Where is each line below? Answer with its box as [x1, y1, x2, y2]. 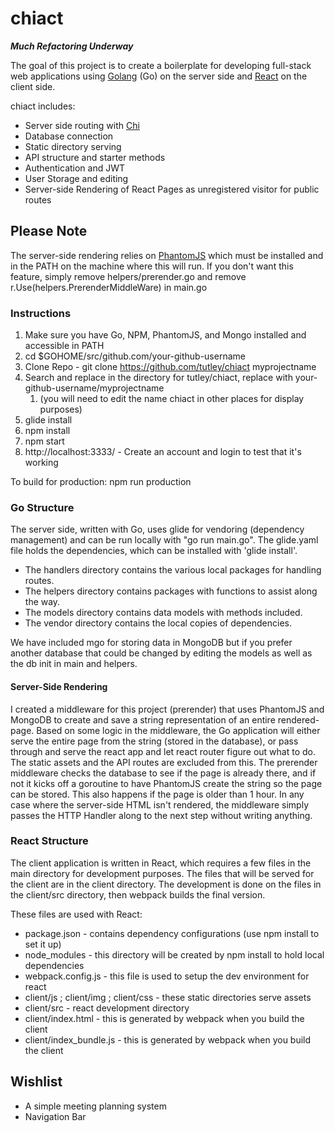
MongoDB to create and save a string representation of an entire [10, 713, 276, 726]
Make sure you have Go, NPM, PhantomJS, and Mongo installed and [24, 329, 307, 341]
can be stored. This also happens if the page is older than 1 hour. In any [10, 788, 305, 800]
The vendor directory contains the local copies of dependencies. [24, 617, 293, 629]
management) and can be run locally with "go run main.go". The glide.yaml [10, 534, 319, 546]
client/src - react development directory [24, 1002, 190, 1014]
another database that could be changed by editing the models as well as [10, 647, 313, 659]
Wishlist [10, 1073, 63, 1091]
